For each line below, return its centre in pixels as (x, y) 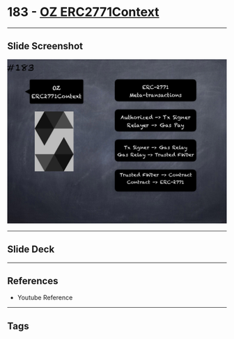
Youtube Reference (45, 298)
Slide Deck (31, 250)
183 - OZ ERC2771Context (83, 12)
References (33, 281)
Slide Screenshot (45, 46)
